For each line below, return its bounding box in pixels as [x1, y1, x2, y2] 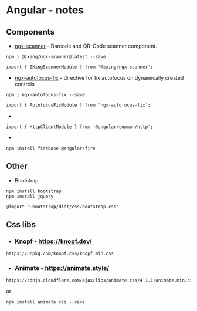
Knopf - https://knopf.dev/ [14, 237, 92, 245]
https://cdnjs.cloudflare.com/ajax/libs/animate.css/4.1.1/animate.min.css [6, 277, 195, 283]
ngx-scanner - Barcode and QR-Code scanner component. [14, 42, 157, 49]
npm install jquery [6, 193, 54, 200]
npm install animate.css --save [6, 299, 85, 305]
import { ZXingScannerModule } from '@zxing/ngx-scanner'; [6, 64, 154, 70]
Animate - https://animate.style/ [14, 264, 110, 272]
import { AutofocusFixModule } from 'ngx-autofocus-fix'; [6, 102, 151, 108]
